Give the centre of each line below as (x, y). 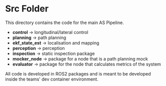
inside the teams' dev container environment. (52, 79)
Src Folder (27, 9)
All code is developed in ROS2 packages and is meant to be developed (78, 73)
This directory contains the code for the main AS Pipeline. (64, 22)
